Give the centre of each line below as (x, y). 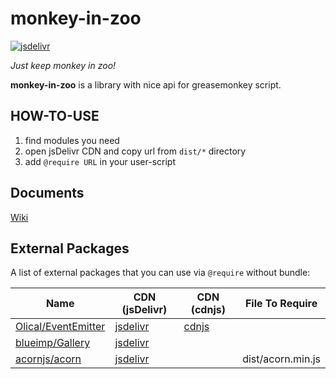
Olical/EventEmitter (60, 327)
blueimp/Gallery (53, 343)
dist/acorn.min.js (281, 359)
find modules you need (72, 140)
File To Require (281, 304)
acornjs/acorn (48, 359)
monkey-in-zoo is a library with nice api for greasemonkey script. (146, 84)
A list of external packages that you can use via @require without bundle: (160, 273)
